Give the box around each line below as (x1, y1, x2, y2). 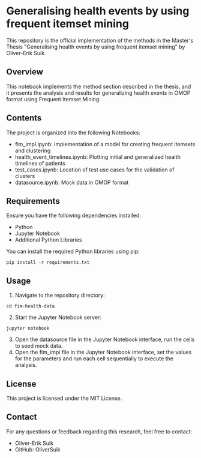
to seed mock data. (14, 342, 63, 349)
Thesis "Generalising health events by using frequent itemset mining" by (6, 43, 185, 50)
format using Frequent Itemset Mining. (6, 95, 101, 103)
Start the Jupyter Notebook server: (14, 314, 102, 321)
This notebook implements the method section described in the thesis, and (6, 83, 191, 90)
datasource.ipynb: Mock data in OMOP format (14, 179, 129, 186)
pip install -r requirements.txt (6, 260, 90, 266)
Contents (6, 113, 42, 123)
